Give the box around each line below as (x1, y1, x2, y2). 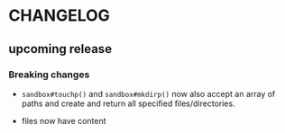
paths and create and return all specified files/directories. (21, 98, 235, 109)
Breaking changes (8, 68, 90, 81)
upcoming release (8, 41, 113, 57)
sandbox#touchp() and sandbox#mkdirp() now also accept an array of (21, 88, 276, 99)
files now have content (21, 115, 106, 126)
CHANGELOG (8, 5, 110, 26)
